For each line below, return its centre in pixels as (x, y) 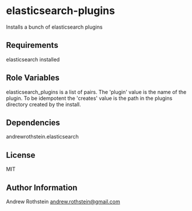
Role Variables (33, 78)
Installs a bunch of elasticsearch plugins (55, 27)
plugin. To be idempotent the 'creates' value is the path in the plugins (89, 98)
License (21, 155)
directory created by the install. (44, 104)
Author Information (42, 187)
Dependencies (33, 122)
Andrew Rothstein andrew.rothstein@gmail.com (63, 202)
